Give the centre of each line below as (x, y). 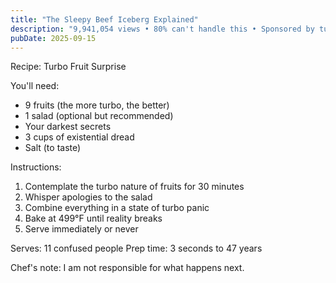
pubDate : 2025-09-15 (53, 38)
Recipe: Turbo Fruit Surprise (68, 67)
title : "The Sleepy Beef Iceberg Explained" (104, 19)
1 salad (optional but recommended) (99, 116)
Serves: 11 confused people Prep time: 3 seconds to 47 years (136, 248)
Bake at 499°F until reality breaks (93, 218)
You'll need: (35, 86)
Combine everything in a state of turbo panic (117, 208)
